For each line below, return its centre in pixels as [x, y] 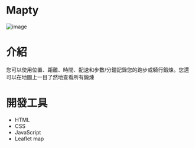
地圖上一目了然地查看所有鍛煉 [58, 77]
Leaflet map [29, 139]
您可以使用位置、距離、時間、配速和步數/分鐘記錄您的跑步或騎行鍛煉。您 [95, 70]
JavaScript [28, 132]
